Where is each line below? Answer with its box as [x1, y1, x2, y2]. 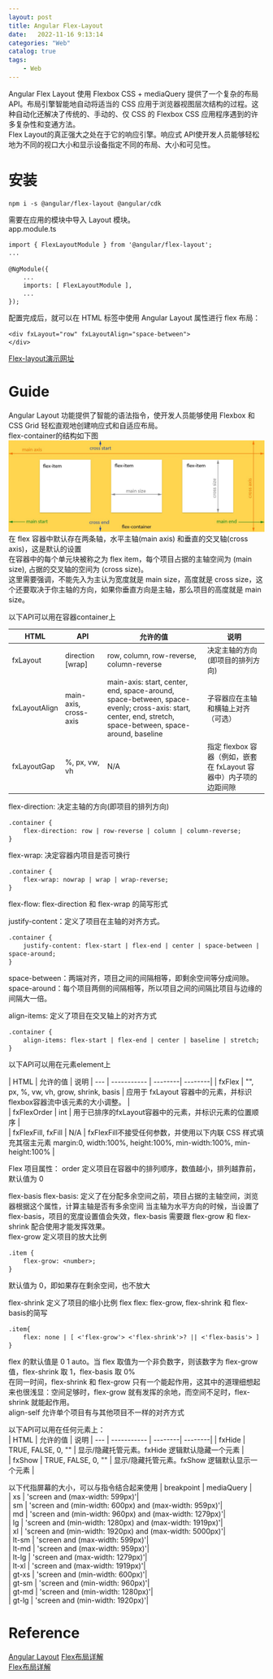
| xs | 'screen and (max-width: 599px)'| [8, 1492, 140, 1502]
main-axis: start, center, [106, 677, 188, 687]
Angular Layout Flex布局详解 [8, 1652, 104, 1662]
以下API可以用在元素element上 [8, 1060, 111, 1069]
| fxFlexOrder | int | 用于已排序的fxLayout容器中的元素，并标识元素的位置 [8, 1108, 252, 1117]
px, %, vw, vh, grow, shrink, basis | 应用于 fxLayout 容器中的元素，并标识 [8, 1087, 252, 1097]
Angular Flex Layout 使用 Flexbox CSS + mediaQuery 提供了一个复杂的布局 [8, 89, 259, 98]
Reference [8, 1624, 80, 1642]
